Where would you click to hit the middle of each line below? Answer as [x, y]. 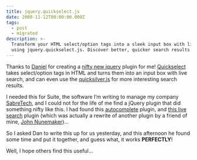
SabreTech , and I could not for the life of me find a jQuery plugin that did [94, 103]
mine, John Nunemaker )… [38, 122]
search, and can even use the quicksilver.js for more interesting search [92, 79]
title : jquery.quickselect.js [43, 11]
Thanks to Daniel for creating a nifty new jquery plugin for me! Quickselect [96, 66]
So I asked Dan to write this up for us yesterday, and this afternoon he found [98, 133]
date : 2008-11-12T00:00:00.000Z [45, 17]
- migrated [25, 34]
